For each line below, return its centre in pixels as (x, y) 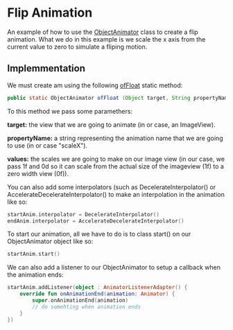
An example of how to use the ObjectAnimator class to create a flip (103, 32)
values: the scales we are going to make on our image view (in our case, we (116, 159)
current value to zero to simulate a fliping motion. (77, 46)
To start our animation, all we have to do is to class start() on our (99, 234)
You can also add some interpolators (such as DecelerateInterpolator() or (112, 187)
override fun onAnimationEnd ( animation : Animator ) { (97, 294)
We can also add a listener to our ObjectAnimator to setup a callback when (114, 268)
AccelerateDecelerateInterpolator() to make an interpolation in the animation (116, 194)
